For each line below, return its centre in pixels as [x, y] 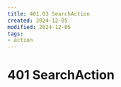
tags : [15, 34]
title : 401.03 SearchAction [49, 14]
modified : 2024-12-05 [39, 27]
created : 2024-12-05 [38, 21]
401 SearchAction [61, 75]
